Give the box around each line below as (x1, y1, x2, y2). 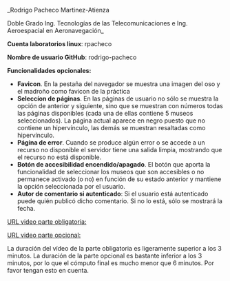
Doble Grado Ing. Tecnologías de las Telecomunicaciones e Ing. (7, 19, 188, 27)
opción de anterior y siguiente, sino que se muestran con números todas (17, 102, 224, 110)
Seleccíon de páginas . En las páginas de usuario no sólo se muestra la (17, 94, 219, 103)
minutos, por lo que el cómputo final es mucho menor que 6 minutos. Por (7, 259, 215, 267)
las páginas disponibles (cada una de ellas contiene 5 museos (17, 110, 194, 117)
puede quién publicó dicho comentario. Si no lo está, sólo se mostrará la (17, 197, 222, 205)
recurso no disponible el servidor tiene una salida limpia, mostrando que (17, 146, 222, 154)
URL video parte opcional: (7, 231, 81, 239)
